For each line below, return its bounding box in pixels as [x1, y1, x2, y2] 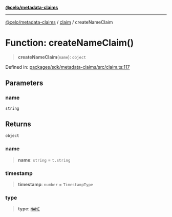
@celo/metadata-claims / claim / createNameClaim [5, 19, 113, 25]
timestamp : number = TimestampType [17, 182, 93, 188]
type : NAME [17, 206, 40, 212]
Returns [5, 120, 32, 129]
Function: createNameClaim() [5, 37, 134, 49]
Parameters [5, 79, 44, 88]
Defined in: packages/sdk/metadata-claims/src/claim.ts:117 [5, 64, 130, 70]
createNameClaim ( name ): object [17, 54, 86, 60]
